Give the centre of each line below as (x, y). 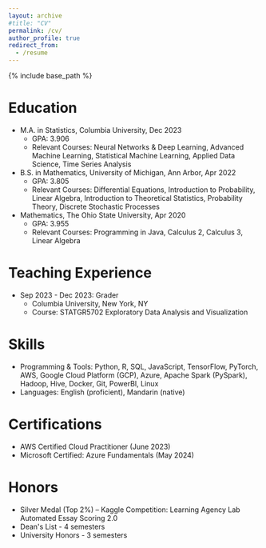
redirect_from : (34, 46)
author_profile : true (44, 38)
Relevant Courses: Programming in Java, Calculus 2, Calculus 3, (137, 232)
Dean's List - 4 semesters (62, 526)
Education (43, 108)
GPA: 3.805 (50, 181)
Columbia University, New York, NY (90, 303)
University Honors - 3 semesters (73, 535)
